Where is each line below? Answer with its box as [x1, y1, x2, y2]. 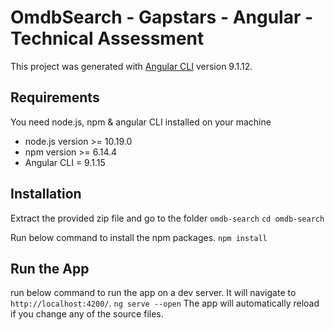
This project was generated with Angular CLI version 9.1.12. [10, 60, 253, 72]
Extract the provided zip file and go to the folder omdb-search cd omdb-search [10, 212, 325, 224]
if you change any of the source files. [10, 308, 164, 320]
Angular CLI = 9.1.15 [24, 156, 106, 168]
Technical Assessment [10, 27, 205, 50]
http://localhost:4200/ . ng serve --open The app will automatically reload [10, 297, 320, 310]
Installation [10, 186, 82, 203]
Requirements [10, 89, 100, 106]
